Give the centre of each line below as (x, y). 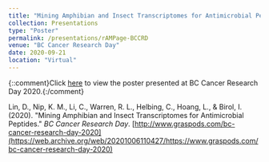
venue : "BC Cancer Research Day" (64, 45)
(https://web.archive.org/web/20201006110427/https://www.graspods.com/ (133, 140)
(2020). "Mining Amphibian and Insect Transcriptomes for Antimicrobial (126, 115)
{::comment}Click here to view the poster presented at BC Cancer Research (133, 83)
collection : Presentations (53, 23)
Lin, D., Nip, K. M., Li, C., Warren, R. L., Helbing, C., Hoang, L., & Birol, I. (125, 107)
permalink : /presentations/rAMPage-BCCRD (78, 38)
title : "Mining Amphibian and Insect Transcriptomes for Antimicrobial (130, 16)
